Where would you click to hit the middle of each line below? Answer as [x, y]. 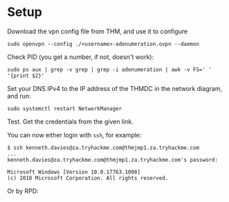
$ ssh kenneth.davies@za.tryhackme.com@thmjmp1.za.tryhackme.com [103, 148]
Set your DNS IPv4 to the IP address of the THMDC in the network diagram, [115, 88]
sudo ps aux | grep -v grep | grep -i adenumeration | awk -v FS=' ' [110, 69]
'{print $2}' [26, 76]
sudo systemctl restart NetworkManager [65, 108]
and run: [19, 96]
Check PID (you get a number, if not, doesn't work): [81, 57]
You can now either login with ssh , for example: [74, 135]
